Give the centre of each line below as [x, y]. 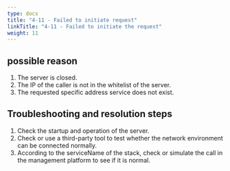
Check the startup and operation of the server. [83, 130]
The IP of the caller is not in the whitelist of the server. [94, 85]
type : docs [23, 13]
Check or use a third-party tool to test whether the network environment [120, 138]
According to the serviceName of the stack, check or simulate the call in [120, 152]
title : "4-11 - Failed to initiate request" [72, 20]
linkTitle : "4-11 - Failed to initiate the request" [85, 26]
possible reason [42, 61]
